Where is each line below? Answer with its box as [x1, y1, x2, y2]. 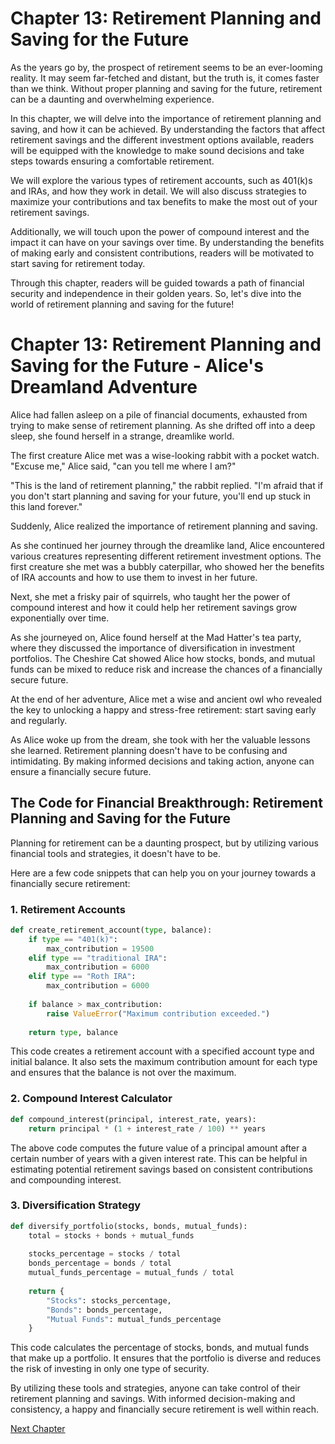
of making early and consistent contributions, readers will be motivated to [10, 247, 315, 259]
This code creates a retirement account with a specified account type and [10, 1045, 315, 1057]
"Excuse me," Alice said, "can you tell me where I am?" [10, 460, 237, 472]
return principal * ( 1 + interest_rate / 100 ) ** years [28, 1123, 267, 1134]
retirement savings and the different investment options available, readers [10, 133, 315, 146]
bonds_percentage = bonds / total [28, 1258, 172, 1269]
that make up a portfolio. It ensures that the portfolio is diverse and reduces [10, 1352, 322, 1364]
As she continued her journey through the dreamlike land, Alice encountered [10, 539, 325, 551]
